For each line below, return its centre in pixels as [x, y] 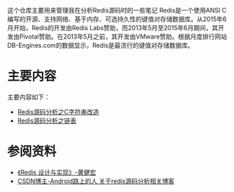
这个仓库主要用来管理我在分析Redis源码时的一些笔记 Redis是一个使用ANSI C [117, 10]
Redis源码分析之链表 [47, 121]
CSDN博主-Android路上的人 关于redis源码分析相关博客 [96, 181]
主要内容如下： [29, 97]
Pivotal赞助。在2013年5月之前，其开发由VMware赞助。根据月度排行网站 [123, 36]
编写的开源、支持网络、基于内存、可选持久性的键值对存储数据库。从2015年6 [117, 19]
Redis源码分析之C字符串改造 [58, 111]
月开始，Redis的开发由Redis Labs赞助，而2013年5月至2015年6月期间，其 [113, 28]
